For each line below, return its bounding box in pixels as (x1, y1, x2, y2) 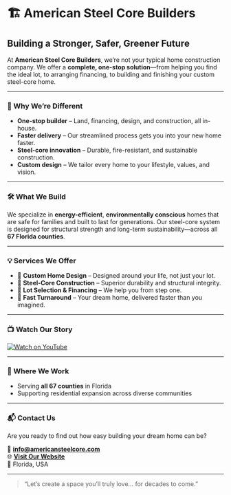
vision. (16, 168, 36, 176)
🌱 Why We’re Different (7, 101, 83, 111)
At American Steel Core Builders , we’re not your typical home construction (7, 56, 221, 64)
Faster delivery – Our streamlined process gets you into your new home (16, 131, 222, 140)
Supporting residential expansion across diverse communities (16, 389, 192, 397)
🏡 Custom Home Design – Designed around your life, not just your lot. (16, 271, 216, 279)
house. (16, 124, 37, 133)
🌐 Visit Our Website (7, 452, 65, 461)
